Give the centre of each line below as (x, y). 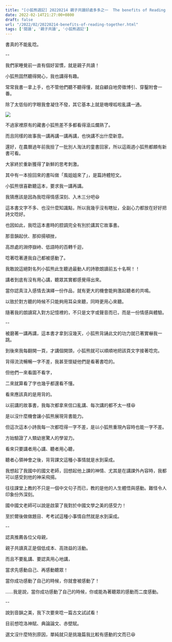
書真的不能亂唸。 (23, 45)
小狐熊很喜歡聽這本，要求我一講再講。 (46, 186)
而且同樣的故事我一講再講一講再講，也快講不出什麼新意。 (66, 136)
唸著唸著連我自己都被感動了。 (37, 258)
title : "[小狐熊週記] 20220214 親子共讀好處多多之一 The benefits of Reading (85, 10)
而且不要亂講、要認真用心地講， (39, 559)
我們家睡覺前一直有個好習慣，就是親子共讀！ (52, 65)
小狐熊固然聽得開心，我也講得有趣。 (44, 76)
